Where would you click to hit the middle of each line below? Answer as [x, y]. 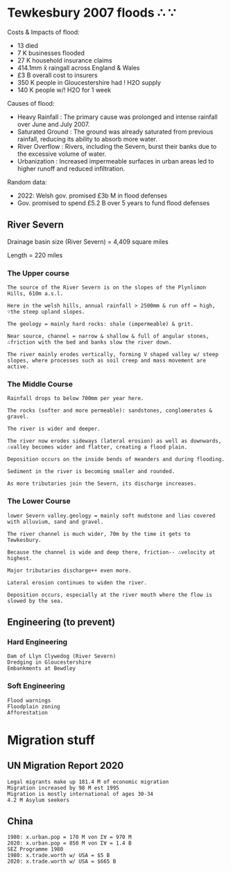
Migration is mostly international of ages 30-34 [80, 794]
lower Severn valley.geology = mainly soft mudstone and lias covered [111, 516]
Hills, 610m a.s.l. [35, 294]
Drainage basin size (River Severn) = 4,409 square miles [88, 241]
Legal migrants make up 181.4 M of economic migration [88, 782]
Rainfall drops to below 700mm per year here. [76, 399]
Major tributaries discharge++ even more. [69, 570]
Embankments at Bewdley [42, 669]
